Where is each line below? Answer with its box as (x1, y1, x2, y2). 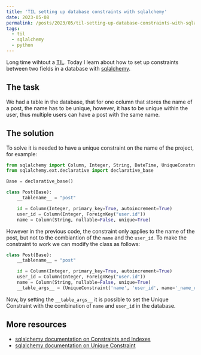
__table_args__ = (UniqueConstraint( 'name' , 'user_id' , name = (17, 285, 175, 291)
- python (11, 43, 33, 48)
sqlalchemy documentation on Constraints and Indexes (14, 335, 151, 342)
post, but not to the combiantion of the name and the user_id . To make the (6, 234, 187, 241)
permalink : (6, 20, 33, 26)
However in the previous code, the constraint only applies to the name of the (6, 227, 195, 235)
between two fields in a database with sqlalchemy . (6, 65, 131, 72)
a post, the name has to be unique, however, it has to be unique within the (6, 104, 188, 111)
